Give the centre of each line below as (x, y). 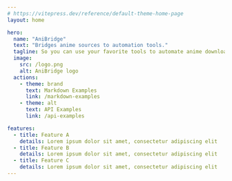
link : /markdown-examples (62, 97)
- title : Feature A (41, 135)
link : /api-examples (55, 116)
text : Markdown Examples (61, 90)
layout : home (26, 20)
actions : (26, 77)
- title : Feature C (41, 161)
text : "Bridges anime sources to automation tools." (91, 46)
